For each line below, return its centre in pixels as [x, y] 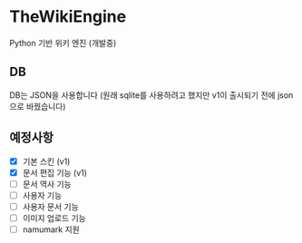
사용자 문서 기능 [50, 207]
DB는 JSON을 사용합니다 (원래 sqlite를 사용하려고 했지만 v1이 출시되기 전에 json [151, 95]
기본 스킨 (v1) [46, 161]
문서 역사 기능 [47, 184]
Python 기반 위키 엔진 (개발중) [63, 43]
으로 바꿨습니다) [38, 106]
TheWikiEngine [68, 17]
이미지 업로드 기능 [54, 218]
